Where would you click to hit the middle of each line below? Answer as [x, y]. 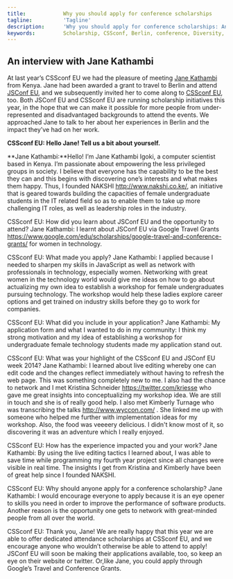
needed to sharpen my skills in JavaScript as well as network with [101, 265]
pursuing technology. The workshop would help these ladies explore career [115, 294]
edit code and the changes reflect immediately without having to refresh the [115, 373]
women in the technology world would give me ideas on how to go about [111, 279]
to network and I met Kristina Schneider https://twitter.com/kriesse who [109, 388]
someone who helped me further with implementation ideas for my [102, 417]
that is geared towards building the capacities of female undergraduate [109, 194]
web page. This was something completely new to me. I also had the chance [116, 380]
